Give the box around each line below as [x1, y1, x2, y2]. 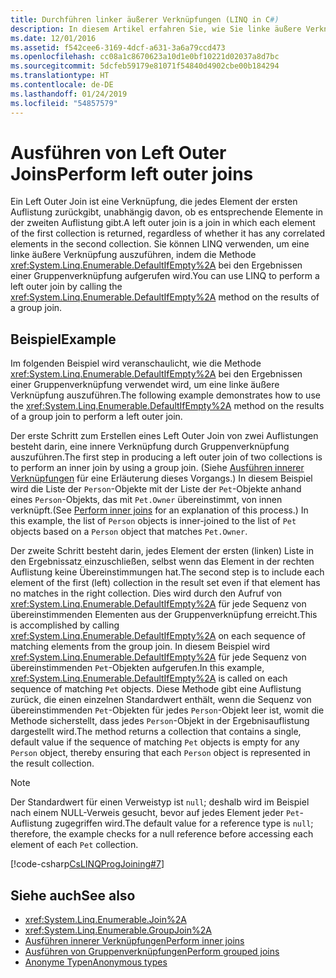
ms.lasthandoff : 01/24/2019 [10, 89, 128, 99]
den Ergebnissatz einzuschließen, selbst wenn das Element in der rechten [10, 556, 315, 568]
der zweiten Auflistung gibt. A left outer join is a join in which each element [10, 217, 316, 229]
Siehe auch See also [10, 887, 136, 904]
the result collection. [10, 757, 95, 770]
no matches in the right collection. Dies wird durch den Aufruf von [10, 587, 283, 600]
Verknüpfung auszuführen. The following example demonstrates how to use [10, 389, 321, 401]
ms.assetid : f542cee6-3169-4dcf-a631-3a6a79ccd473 [10, 42, 226, 53]
